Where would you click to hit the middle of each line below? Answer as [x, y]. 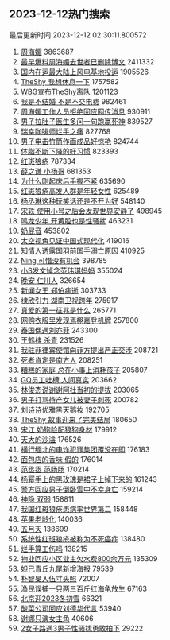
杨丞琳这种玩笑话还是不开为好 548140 [83, 200]
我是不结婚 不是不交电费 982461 [73, 101]
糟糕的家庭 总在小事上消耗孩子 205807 [84, 370]
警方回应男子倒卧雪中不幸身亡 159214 [82, 489]
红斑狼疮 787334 [48, 161]
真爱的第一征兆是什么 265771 [68, 310]
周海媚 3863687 [47, 52]
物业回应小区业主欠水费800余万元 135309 [89, 558]
